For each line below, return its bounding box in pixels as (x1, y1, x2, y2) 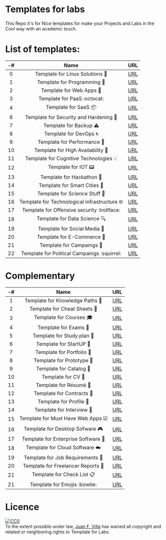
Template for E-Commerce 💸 (37, 233, 106, 240)
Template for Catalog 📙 (36, 365, 91, 372)
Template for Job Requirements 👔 (23, 454, 103, 461)
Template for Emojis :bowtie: (30, 481, 97, 488)
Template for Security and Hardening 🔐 (25, 113, 118, 121)
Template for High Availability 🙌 (34, 146, 108, 153)
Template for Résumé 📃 (35, 381, 91, 389)
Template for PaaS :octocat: (38, 95, 104, 102)
